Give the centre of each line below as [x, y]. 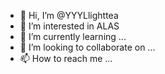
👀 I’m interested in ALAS [69, 26]
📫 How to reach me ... [66, 58]
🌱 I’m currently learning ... [73, 36]
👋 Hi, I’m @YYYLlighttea [69, 15]
